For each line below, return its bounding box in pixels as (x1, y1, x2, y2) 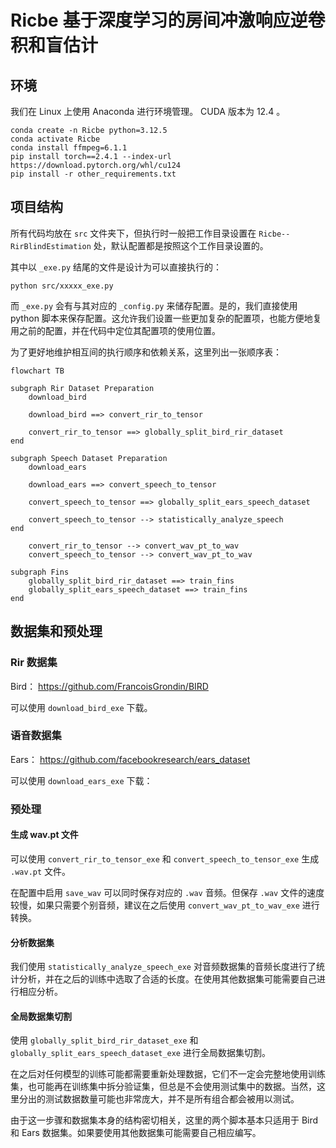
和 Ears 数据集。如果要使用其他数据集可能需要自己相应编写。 (10, 1127, 262, 1139)
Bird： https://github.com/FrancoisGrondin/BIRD (10, 680, 209, 692)
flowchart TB (10, 366, 65, 376)
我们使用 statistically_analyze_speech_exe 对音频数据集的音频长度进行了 (10, 961, 317, 973)
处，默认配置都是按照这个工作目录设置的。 (93, 239, 269, 251)
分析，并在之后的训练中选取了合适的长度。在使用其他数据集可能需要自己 (18, 973, 317, 985)
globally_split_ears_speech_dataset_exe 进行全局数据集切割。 (10, 1047, 271, 1059)
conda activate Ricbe (10, 134, 101, 144)
